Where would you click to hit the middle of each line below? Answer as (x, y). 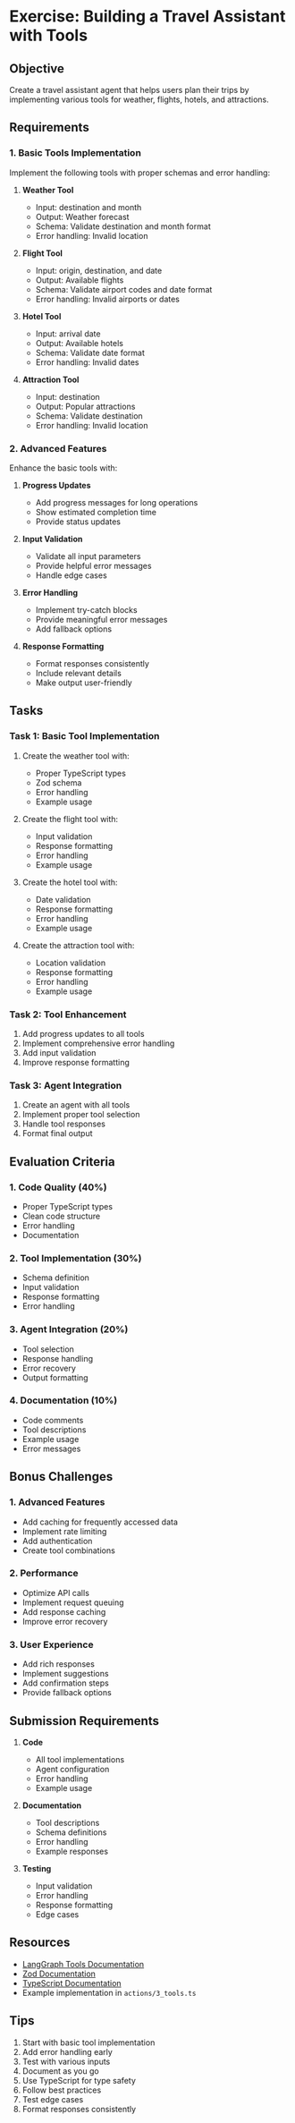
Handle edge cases (71, 575)
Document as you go (61, 2071)
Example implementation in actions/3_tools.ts (109, 1992)
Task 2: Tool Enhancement (68, 1015)
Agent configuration (72, 1769)
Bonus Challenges (61, 1477)
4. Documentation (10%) (63, 1400)
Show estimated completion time (96, 512)
